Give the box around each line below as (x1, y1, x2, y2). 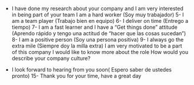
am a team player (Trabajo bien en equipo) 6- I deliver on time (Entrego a (11, 18, 189, 24)
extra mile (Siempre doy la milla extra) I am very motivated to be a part (11, 42, 182, 49)
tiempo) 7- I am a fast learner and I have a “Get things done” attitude (11, 23, 178, 30)
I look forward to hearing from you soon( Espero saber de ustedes (11, 66, 172, 73)
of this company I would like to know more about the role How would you (11, 49, 189, 55)
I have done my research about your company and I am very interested (11, 5, 184, 12)
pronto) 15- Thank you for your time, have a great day (11, 73, 142, 79)
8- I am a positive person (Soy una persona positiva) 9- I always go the (11, 36, 184, 43)
